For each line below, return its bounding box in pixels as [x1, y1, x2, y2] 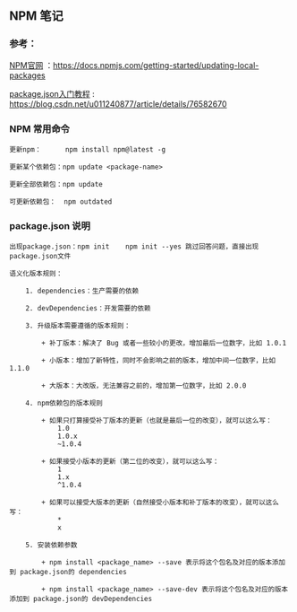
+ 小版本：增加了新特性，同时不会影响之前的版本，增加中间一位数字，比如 [41, 356, 276, 365]
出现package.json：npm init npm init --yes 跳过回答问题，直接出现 [9, 242, 259, 251]
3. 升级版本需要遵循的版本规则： [25, 321, 132, 330]
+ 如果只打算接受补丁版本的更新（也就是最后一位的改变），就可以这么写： [41, 416, 273, 425]
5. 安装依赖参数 [25, 541, 78, 550]
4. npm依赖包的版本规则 [25, 398, 103, 408]
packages [9, 70, 47, 81]
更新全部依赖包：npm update [9, 179, 103, 188]
